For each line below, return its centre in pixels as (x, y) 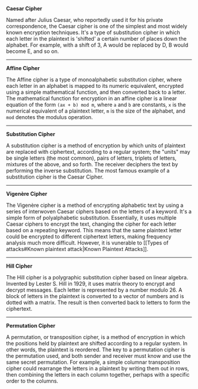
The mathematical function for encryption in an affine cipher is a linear (92, 98)
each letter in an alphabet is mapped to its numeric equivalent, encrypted (95, 86)
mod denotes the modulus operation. (49, 117)
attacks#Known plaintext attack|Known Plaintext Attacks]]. (77, 249)
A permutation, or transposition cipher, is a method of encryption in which (96, 337)
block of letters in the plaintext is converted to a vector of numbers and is (95, 296)
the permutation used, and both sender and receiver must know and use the (99, 356)
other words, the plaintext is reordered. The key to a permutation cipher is (96, 350)
